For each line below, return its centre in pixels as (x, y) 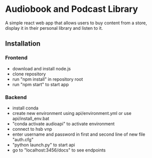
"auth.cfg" (23, 139)
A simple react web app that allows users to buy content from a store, (76, 23)
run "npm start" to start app (41, 84)
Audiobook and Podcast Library (72, 9)
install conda (25, 108)
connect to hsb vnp (32, 129)
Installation (23, 44)
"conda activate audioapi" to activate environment (63, 124)
